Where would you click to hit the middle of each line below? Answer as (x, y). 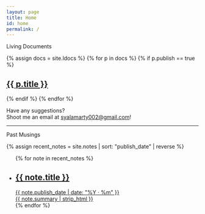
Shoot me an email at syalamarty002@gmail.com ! (69, 117)
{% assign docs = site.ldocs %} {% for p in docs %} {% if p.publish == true (101, 58)
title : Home (21, 18)
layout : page (23, 12)
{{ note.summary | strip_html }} (54, 199)
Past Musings (23, 135)
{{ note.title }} (42, 178)
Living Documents (29, 46)
